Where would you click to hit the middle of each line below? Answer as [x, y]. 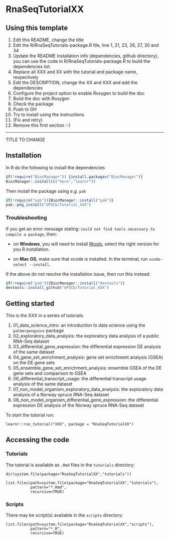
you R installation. [31, 249]
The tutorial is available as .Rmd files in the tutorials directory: [70, 465]
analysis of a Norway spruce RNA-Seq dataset [61, 395]
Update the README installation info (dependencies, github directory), [86, 56]
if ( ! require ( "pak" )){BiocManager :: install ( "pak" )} [60, 200]
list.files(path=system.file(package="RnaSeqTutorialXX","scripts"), [80, 524]
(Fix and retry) [28, 120]
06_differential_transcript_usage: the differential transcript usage [80, 379]
